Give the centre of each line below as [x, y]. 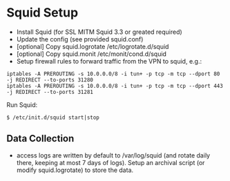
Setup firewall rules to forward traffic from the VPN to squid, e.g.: [109, 61]
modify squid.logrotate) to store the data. [75, 170]
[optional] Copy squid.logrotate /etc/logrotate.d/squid [93, 46]
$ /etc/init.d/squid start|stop [53, 117]
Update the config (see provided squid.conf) [80, 39]
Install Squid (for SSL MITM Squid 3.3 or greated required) [99, 32]
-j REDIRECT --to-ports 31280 [50, 80]
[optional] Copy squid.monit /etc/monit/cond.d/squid [92, 54]
